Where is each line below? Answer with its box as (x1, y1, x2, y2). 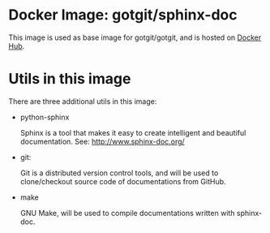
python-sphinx (19, 112, 70, 122)
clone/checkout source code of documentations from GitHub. (19, 176, 226, 186)
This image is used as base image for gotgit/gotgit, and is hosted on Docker (8, 32, 262, 42)
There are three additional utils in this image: (8, 96, 157, 106)
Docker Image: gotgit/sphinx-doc (8, 6, 238, 24)
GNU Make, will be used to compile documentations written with (19, 208, 235, 218)
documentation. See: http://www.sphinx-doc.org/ (19, 136, 185, 146)
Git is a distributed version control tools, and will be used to (19, 168, 219, 178)
